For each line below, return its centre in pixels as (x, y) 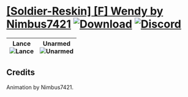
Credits (21, 72)
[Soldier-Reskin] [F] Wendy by (85, 11)
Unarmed (57, 43)
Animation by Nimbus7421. (40, 87)
